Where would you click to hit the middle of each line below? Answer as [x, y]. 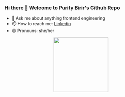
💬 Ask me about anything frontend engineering [58, 18]
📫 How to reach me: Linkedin [41, 24]
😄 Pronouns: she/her [33, 31]
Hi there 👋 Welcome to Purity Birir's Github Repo [62, 8]
